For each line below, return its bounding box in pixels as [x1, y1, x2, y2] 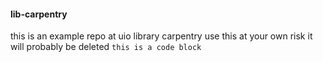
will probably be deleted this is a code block [10, 41, 202, 53]
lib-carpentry [10, 8, 68, 20]
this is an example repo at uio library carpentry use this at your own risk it [10, 30, 313, 42]
